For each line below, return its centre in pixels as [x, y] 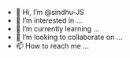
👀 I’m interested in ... [49, 20]
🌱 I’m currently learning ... [58, 29]
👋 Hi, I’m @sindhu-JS [50, 12]
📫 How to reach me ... [52, 46]
